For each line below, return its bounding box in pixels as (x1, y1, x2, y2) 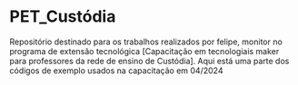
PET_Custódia (9, 6, 116, 27)
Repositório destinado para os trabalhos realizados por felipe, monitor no (9, 36, 283, 47)
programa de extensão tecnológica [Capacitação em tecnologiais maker (9, 45, 280, 56)
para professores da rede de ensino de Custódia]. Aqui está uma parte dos (9, 55, 290, 66)
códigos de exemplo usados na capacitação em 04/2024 (9, 65, 223, 76)
